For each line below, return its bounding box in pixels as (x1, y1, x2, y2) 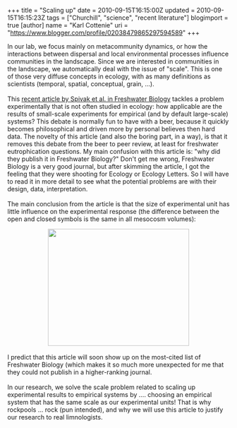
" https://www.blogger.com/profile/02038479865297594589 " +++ (7, 28, 200, 37)
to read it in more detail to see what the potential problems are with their (7, 177, 217, 186)
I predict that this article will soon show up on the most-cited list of (7, 353, 201, 361)
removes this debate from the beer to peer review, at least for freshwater (7, 140, 219, 148)
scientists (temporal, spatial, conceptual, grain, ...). (7, 80, 154, 88)
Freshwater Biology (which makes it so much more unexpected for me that (7, 360, 224, 369)
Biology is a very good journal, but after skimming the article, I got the (7, 162, 210, 170)
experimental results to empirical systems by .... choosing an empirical (7, 391, 212, 398)
